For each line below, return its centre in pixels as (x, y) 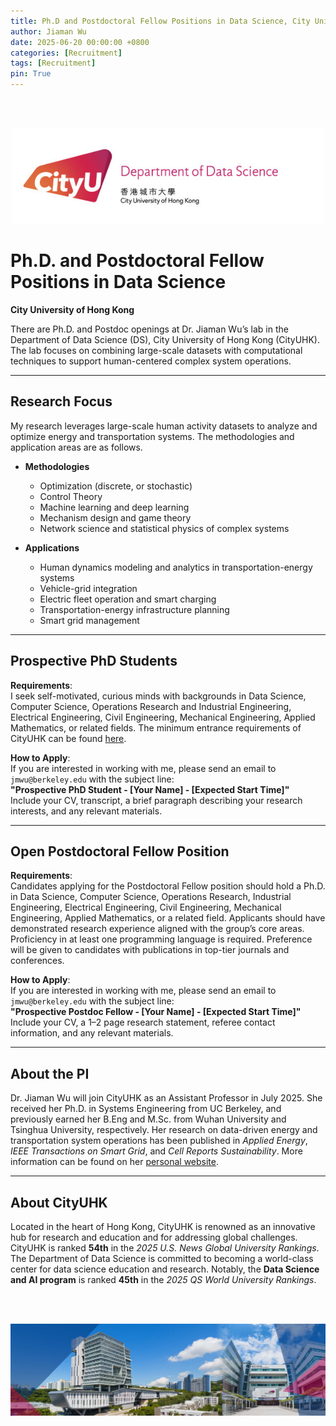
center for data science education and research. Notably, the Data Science (165, 1269)
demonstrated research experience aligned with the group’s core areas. (157, 929)
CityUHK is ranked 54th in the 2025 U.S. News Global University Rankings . (165, 1248)
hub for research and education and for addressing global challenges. (154, 1237)
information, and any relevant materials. (92, 1033)
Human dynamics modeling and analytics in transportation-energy (176, 567)
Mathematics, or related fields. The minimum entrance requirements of (156, 727)
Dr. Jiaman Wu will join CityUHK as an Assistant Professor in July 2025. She (166, 1098)
